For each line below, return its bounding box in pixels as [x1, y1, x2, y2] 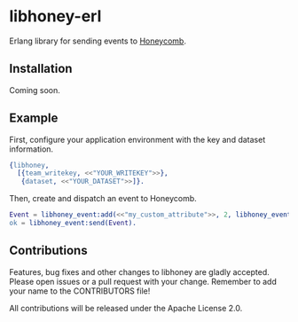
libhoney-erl [9, 6, 102, 27]
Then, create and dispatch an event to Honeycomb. [9, 193, 197, 204]
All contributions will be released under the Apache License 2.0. [9, 302, 243, 313]
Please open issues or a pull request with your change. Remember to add [9, 276, 277, 287]
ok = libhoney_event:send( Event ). [9, 219, 137, 228]
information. [9, 144, 54, 154]
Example [9, 111, 59, 126]
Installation [9, 61, 73, 76]
